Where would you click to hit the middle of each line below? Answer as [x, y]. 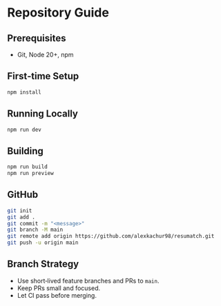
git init [20, 211]
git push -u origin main [43, 243]
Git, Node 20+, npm [45, 54]
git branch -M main [35, 230]
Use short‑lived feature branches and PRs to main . [88, 280]
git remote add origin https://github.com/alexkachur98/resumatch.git [111, 236]
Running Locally [42, 114]
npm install [24, 92]
